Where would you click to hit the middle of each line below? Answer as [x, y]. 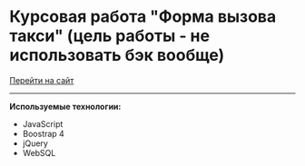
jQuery [35, 143]
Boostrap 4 [44, 133]
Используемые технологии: [65, 106]
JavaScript [43, 123]
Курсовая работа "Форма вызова [143, 17]
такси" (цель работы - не [110, 36]
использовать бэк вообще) [117, 55]
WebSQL [39, 152]
